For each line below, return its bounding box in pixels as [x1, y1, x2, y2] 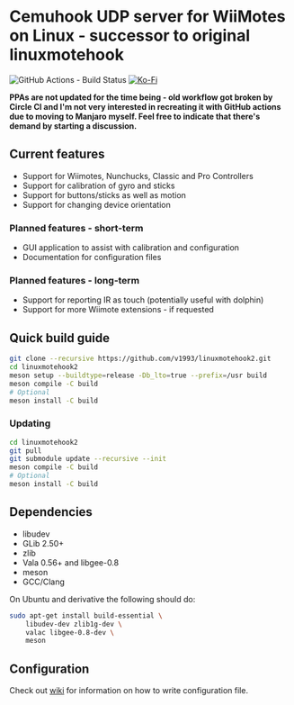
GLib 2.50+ [22, 538, 65, 548]
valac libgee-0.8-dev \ [25, 628, 115, 637]
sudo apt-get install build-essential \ [9, 610, 164, 620]
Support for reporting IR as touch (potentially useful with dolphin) [22, 294, 264, 305]
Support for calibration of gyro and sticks [22, 180, 175, 191]
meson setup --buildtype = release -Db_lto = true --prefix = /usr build [9, 371, 268, 380]
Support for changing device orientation [22, 199, 171, 210]
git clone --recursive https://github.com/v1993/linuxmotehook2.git [9, 354, 272, 364]
